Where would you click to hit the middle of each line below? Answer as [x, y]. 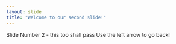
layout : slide [24, 12]
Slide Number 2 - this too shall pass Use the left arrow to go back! [88, 34]
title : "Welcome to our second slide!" [56, 17]
